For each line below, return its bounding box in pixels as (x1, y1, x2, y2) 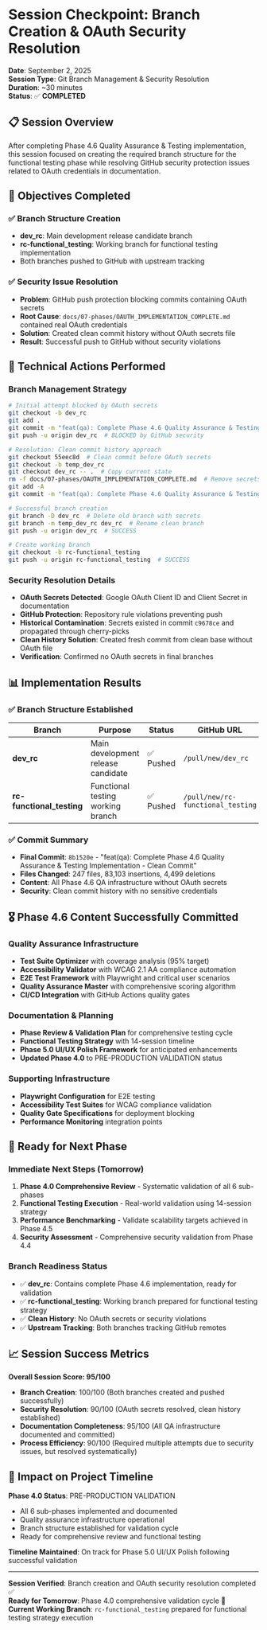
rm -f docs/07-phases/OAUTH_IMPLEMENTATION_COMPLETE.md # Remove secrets (8, 475, 261, 483)
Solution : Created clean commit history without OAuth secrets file (19, 328, 236, 337)
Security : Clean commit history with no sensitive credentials (19, 886, 218, 896)
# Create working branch (8, 541, 91, 549)
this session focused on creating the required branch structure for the (8, 149, 237, 158)
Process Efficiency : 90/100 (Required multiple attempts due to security (19, 1438, 254, 1448)
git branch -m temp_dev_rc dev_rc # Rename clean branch (8, 519, 204, 527)
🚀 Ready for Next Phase (8, 1140, 127, 1153)
